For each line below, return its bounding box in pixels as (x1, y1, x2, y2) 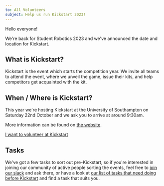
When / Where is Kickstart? (5, 93, 93, 102)
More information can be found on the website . (5, 122, 102, 128)
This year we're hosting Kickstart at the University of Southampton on (5, 107, 149, 113)
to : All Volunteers (5, 7, 46, 12)
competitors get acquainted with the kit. (5, 79, 87, 85)
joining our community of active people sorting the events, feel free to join (5, 164, 158, 170)
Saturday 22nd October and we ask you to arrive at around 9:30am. (5, 112, 144, 118)
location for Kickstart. (5, 40, 50, 46)
